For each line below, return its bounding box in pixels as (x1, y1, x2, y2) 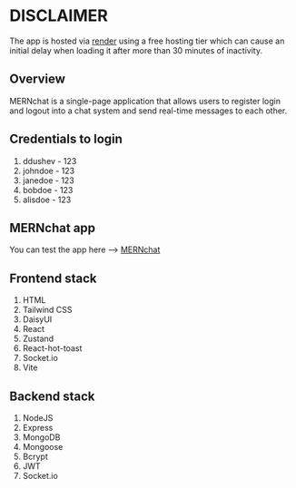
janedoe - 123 (22, 174, 74, 186)
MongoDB (22, 432, 61, 443)
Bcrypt (22, 451, 48, 462)
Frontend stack (9, 270, 97, 286)
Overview (9, 72, 66, 87)
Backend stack (9, 388, 95, 404)
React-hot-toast (22, 343, 83, 354)
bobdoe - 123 (22, 184, 74, 195)
